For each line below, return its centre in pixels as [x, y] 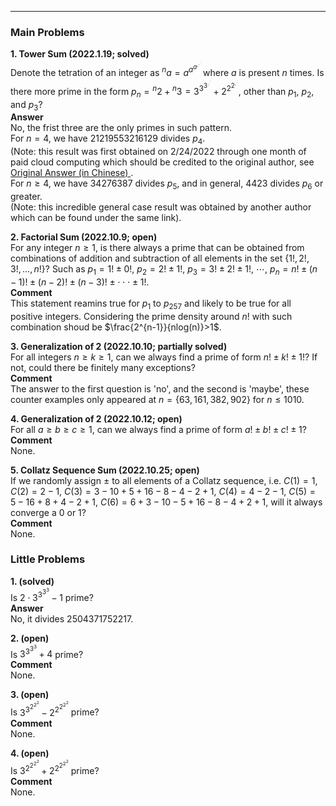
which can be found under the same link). [96, 217]
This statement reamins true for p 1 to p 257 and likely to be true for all [151, 304]
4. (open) [30, 753]
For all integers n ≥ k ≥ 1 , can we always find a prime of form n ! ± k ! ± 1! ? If [164, 357]
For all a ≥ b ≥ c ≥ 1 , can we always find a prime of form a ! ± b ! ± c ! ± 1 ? [158, 429]
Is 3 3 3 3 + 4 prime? [47, 651]
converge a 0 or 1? [48, 512]
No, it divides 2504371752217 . [72, 618]
